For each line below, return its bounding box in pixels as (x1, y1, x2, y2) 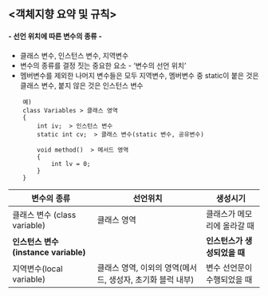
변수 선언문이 (206, 262, 253, 273)
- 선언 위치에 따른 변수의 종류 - (8, 31, 102, 41)
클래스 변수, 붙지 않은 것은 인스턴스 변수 (19, 81, 144, 90)
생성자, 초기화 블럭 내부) (108, 274, 195, 285)
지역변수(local (12, 262, 63, 274)
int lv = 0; (50, 160, 91, 168)
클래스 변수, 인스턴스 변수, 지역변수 (19, 50, 129, 60)
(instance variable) (12, 247, 86, 258)
